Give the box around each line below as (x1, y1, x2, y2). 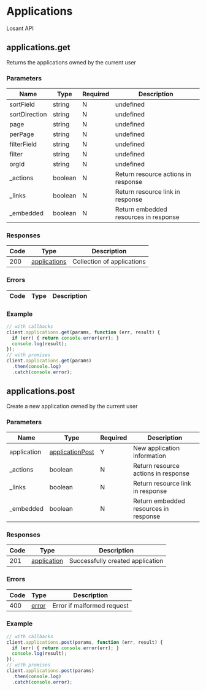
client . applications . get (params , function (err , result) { (6, 329, 161, 335)
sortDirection (9, 110, 47, 119)
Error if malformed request (52, 601, 129, 609)
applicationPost (49, 448, 94, 456)
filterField (9, 140, 37, 148)
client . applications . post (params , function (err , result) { (6, 639, 164, 645)
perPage (9, 130, 34, 139)
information (132, 451, 167, 460)
